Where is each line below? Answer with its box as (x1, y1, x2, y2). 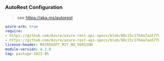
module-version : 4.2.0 (5, 46, 51, 52)
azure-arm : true (5, 24, 38, 29)
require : (5, 29, 23, 34)
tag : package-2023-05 (5, 51, 49, 56)
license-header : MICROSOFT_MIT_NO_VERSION (5, 42, 93, 47)
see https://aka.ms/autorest (17, 15, 73, 21)
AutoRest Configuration (5, 4, 63, 11)
